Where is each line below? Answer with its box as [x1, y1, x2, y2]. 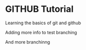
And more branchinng [5, 39, 50, 45]
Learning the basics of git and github [5, 20, 81, 26]
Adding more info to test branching [5, 29, 77, 35]
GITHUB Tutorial [5, 3, 74, 15]
